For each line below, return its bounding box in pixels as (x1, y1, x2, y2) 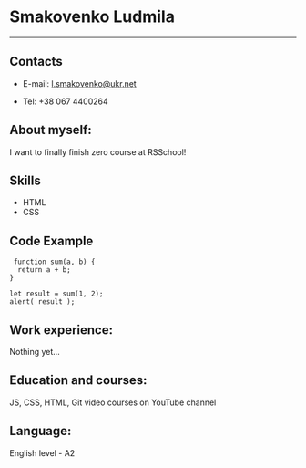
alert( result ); (9, 297, 76, 307)
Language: (9, 423, 72, 439)
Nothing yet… (9, 347, 61, 357)
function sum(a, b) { (13, 257, 96, 266)
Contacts (9, 54, 64, 69)
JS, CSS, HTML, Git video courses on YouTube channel (9, 397, 217, 408)
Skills (9, 172, 41, 188)
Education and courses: (9, 372, 148, 389)
